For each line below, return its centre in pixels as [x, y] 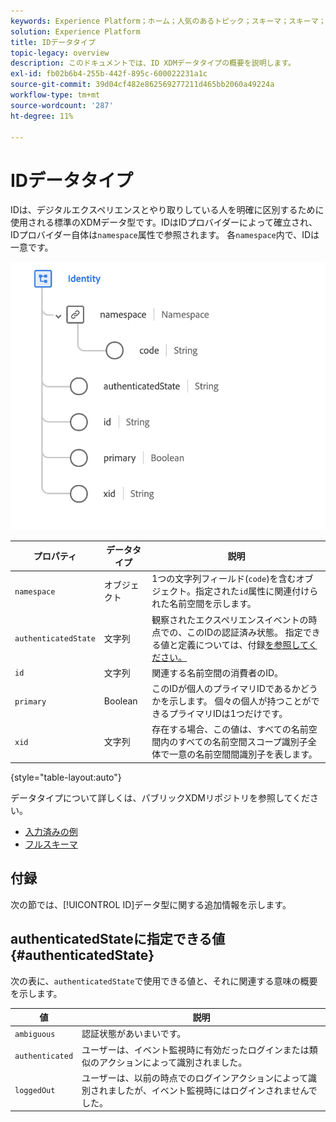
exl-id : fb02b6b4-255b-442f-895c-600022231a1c [109, 74]
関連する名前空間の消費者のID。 [217, 672]
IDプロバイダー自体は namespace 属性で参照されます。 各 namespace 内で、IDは [165, 235]
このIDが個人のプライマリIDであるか [226, 689]
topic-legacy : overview [60, 53]
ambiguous [35, 1034]
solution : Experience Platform [75, 31]
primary [30, 701]
